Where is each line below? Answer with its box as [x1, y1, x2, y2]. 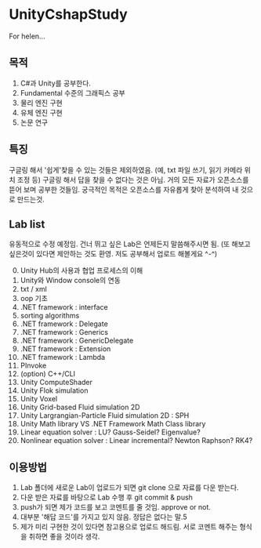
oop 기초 [20, 294, 48, 303]
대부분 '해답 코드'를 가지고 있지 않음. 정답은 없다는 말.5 [20, 512, 187, 522]
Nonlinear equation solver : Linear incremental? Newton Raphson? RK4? [20, 436, 253, 445]
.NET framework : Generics [20, 328, 109, 337]
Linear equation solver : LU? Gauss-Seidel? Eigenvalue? [20, 427, 201, 437]
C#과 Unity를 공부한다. [20, 78, 91, 88]
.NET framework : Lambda [20, 353, 105, 362]
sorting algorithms [20, 311, 80, 321]
